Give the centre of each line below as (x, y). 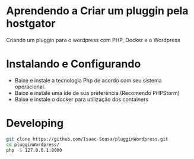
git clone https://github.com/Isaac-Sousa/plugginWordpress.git (87, 139)
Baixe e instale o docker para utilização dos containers (82, 99)
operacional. (30, 87)
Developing (35, 123)
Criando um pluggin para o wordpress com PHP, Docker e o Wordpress (93, 40)
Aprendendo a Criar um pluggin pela (97, 11)
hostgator (31, 23)
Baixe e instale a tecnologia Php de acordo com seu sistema (88, 80)
